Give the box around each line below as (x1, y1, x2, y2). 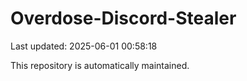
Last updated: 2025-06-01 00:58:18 (10, 40, 158, 52)
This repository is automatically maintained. (10, 59, 190, 71)
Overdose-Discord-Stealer (10, 7, 237, 30)
